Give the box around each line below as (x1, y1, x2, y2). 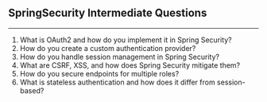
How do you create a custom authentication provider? (19, 43, 196, 53)
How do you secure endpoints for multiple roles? (19, 69, 180, 78)
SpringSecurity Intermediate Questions (8, 6, 207, 20)
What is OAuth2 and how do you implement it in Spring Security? (19, 35, 232, 45)
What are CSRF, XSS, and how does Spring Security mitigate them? (19, 60, 241, 70)
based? (19, 85, 44, 95)
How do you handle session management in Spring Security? (19, 52, 220, 61)
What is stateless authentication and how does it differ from (19, 77, 216, 87)
